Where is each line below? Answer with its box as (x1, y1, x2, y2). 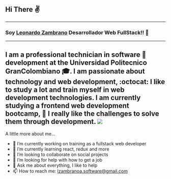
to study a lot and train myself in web (5, 85, 125, 94)
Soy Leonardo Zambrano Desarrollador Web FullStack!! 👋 (5, 29, 149, 36)
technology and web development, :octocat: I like (5, 77, 165, 86)
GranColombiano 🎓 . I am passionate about (5, 67, 145, 75)
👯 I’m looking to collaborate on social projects (12, 151, 108, 158)
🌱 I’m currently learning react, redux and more (12, 146, 109, 152)
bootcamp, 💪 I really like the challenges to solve (5, 109, 159, 118)
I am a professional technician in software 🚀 (5, 50, 147, 59)
